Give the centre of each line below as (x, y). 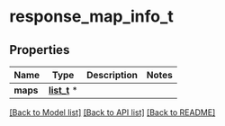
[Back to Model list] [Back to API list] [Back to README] (112, 112)
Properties (40, 50)
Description (112, 75)
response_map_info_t (91, 17)
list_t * (63, 90)
